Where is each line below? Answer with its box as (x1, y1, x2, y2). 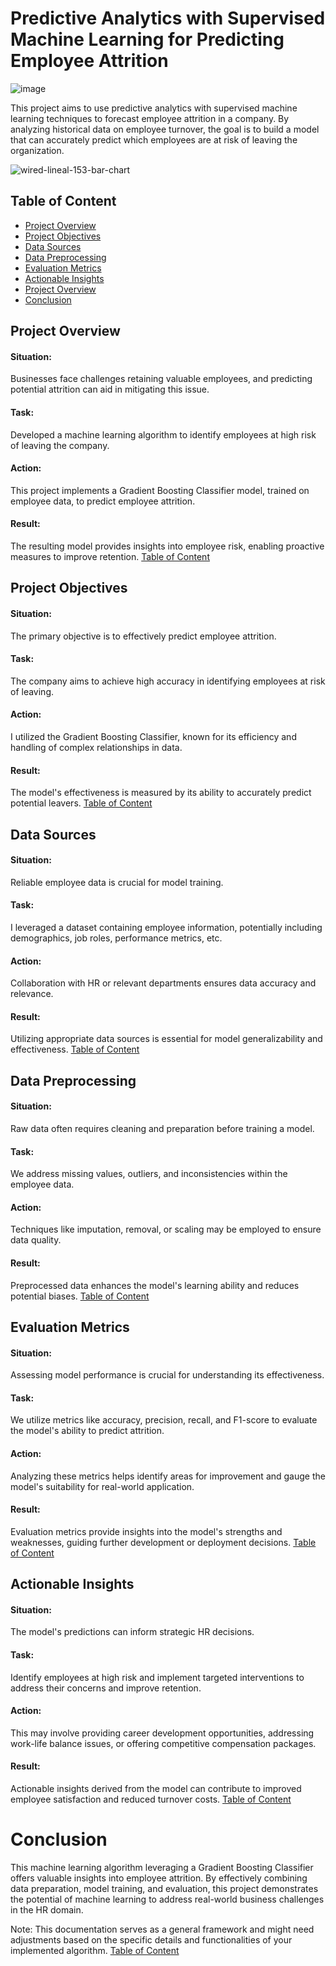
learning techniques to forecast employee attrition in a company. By (10, 112, 290, 124)
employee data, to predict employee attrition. (10, 495, 196, 507)
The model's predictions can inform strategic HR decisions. (10, 1626, 255, 1638)
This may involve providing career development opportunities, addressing (10, 1727, 315, 1739)
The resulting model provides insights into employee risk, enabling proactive (10, 540, 325, 552)
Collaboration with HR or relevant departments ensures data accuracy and (10, 977, 317, 989)
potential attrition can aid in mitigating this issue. (10, 383, 210, 396)
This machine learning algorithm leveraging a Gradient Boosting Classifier (10, 1861, 314, 1873)
